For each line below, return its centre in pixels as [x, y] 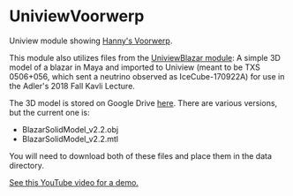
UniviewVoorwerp [77, 16]
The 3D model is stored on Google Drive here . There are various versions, [143, 102]
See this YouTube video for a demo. [74, 182]
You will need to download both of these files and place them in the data [140, 155]
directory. [26, 165]
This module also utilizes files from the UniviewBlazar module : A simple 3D [145, 57]
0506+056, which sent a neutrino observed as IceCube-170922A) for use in [147, 76]
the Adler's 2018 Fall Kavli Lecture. [72, 86]
